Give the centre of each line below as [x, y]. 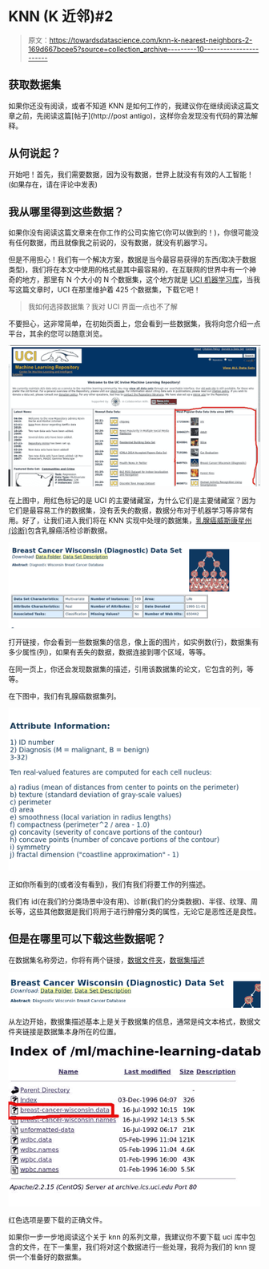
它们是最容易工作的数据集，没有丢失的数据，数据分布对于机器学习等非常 [127, 510]
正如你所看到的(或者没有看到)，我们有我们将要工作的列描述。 [109, 884]
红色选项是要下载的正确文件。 [57, 1219]
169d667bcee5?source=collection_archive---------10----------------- [143, 49]
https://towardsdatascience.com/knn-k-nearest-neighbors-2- [151, 40]
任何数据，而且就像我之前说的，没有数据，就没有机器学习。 [113, 243]
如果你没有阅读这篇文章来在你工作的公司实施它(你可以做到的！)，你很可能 [130, 232]
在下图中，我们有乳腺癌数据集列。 [64, 696]
